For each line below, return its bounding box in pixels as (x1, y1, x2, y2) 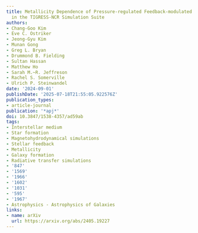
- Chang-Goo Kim (6, 25, 46, 31)
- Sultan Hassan (6, 58, 46, 64)
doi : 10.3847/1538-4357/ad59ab (6, 113, 84, 119)
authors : (6, 20, 28, 25)
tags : (6, 119, 20, 125)
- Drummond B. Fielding (6, 53, 65, 59)
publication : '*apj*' (6, 108, 60, 114)
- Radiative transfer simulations (6, 158, 92, 164)
